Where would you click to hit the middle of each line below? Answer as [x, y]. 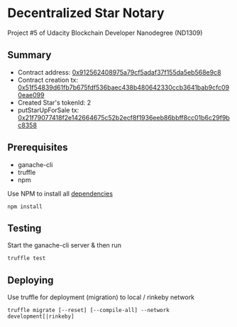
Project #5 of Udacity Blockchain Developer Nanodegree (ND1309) [105, 33]
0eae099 [31, 95]
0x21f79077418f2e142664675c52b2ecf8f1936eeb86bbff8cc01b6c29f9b [124, 117]
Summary [29, 55]
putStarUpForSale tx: [48, 110]
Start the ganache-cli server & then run [65, 245]
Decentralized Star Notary [86, 13]
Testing [24, 228]
